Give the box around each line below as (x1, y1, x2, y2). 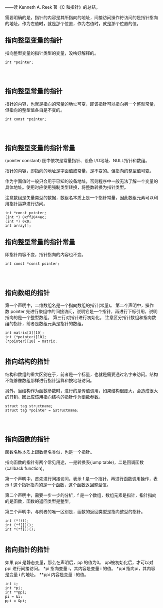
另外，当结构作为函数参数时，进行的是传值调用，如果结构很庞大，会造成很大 (5, 387, 158, 393)
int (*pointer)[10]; (5, 335, 47, 340)
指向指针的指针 (5, 546, 50, 554)
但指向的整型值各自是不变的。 (5, 107, 65, 113)
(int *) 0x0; (5, 219, 32, 224)
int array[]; (5, 223, 32, 228)
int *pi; (5, 586, 23, 590)
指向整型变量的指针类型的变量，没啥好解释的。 (5, 50, 98, 56)
